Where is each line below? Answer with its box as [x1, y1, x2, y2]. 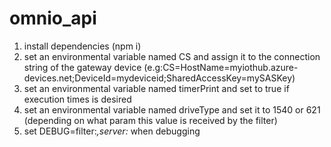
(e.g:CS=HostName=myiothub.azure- [143, 61, 299, 73]
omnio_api [9, 7, 97, 30]
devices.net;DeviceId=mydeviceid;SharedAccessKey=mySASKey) [23, 72, 296, 84]
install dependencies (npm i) [23, 40, 142, 52]
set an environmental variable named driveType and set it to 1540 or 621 [23, 103, 321, 116]
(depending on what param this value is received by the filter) [23, 114, 278, 126]
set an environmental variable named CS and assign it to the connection [23, 50, 321, 62]
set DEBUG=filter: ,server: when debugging [23, 125, 201, 137]
